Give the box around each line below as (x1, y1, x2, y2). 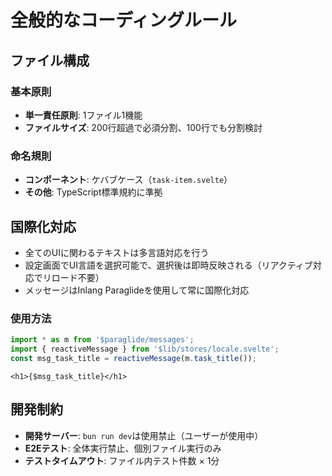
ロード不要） (51, 271, 105, 283)
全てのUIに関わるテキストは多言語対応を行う (24, 246, 210, 258)
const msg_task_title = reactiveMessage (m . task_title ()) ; (10, 354, 257, 364)
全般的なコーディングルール (10, 9, 238, 32)
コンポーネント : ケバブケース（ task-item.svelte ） (24, 174, 233, 186)
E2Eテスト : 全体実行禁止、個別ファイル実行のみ (24, 442, 222, 454)
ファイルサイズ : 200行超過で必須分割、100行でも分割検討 (24, 121, 263, 133)
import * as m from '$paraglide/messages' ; (10, 335, 195, 345)
